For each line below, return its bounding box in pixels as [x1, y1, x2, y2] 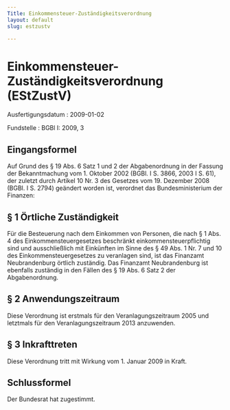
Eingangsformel [7, 144, 77, 155]
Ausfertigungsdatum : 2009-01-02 [7, 111, 104, 119]
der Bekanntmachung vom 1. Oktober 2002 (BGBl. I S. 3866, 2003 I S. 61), [7, 169, 216, 177]
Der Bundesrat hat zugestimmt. [7, 395, 95, 403]
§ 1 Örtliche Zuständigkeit [7, 211, 119, 223]
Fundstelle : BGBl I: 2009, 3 [7, 124, 84, 132]
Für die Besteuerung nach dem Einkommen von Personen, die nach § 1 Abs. [7, 229, 222, 237]
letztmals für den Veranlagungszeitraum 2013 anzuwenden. [7, 319, 176, 327]
